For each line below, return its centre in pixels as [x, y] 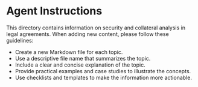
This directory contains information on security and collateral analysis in [96, 28]
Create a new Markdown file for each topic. [69, 52]
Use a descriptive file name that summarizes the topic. [83, 58]
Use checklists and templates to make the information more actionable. [103, 77]
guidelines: [20, 40]
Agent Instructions [54, 11]
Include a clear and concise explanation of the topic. [80, 65]
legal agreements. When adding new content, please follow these [88, 34]
